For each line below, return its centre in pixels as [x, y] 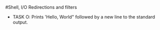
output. [20, 22]
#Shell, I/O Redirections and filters [41, 7]
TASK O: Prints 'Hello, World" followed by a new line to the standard [84, 17]
